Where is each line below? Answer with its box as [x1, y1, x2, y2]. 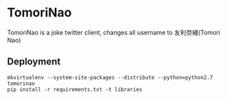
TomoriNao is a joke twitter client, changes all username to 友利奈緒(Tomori [7, 28, 221, 36]
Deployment [7, 56, 61, 68]
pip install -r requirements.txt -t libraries [7, 86, 143, 93]
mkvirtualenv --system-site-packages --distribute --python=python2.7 [7, 74, 213, 81]
